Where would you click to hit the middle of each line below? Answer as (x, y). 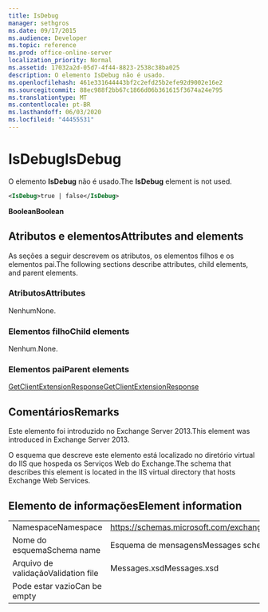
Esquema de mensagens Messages (176, 546)
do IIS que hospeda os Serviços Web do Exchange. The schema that (120, 463)
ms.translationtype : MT (48, 97)
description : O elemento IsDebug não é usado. (87, 75)
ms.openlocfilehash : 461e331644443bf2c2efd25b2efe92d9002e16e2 (116, 82)
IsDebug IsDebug (65, 159)
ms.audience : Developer (48, 38)
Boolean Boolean (36, 211)
